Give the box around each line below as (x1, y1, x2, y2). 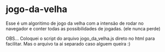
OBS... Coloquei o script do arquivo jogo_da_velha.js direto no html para (6, 35, 155, 41)
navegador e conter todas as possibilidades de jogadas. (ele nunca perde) (6, 25, 161, 31)
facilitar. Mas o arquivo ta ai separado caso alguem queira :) (6, 40, 131, 46)
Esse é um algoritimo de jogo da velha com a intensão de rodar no (6, 20, 144, 26)
